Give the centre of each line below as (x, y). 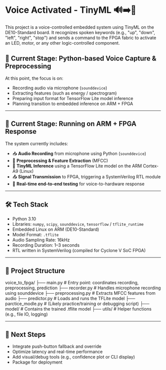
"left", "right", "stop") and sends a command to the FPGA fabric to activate (81, 38)
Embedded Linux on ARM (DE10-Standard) (56, 229)
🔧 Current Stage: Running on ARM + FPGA (71, 124)
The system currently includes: (37, 143)
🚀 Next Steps (25, 335)
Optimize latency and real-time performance (57, 352)
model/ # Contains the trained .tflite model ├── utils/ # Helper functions (78, 309)
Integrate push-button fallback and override (57, 346)
